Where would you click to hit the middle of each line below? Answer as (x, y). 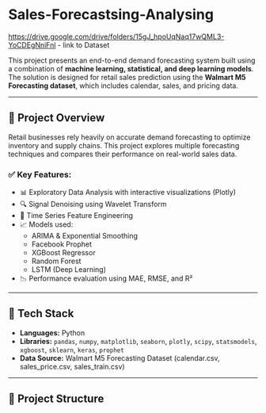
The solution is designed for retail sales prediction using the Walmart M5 (127, 77)
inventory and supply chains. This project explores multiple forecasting (124, 145)
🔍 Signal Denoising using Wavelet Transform (93, 205)
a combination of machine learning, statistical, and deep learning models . (131, 68)
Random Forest (56, 261)
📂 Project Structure (56, 399)
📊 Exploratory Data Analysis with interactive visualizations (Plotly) (127, 193)
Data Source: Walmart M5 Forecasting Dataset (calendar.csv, (120, 358)
